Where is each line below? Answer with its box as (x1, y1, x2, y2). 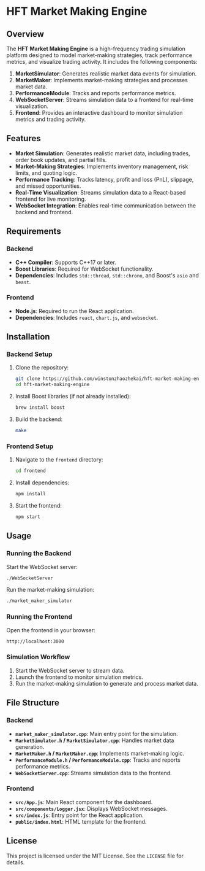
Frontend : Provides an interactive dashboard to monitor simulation (15, 109, 183, 116)
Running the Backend (6, 549, 72, 558)
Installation (6, 331, 50, 342)
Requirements (6, 226, 61, 237)
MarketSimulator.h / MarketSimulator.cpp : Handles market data (15, 737, 174, 744)
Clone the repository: (15, 364, 69, 371)
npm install (15, 491, 46, 497)
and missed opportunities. (15, 182, 81, 190)
